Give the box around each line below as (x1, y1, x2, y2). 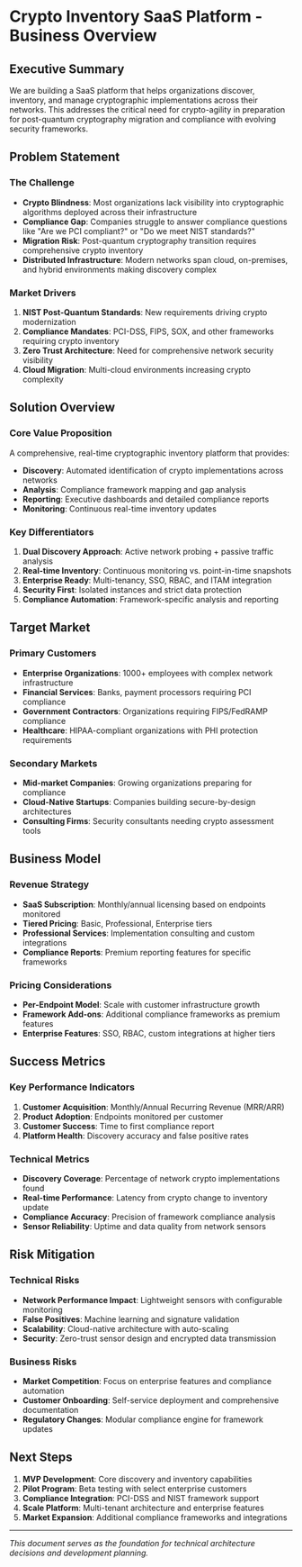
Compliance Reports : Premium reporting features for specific (22, 947, 252, 957)
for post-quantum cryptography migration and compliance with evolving (9, 114, 277, 124)
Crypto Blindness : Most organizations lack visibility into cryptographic (22, 196, 285, 208)
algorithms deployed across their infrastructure (22, 206, 198, 217)
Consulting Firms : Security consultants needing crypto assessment (22, 815, 274, 826)
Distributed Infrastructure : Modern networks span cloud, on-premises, (22, 254, 289, 265)
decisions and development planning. (9, 1547, 149, 1558)
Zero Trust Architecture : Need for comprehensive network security (22, 345, 274, 356)
